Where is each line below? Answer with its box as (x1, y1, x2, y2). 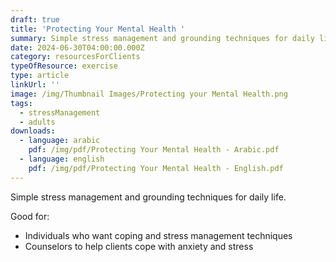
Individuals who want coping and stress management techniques (24, 229, 293, 241)
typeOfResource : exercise (10, 61, 118, 71)
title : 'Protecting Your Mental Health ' (10, 24, 186, 34)
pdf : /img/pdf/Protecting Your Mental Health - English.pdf (28, 163, 284, 173)
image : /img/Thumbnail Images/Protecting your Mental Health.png (10, 89, 288, 99)
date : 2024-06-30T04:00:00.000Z (10, 42, 145, 53)
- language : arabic (19, 136, 101, 146)
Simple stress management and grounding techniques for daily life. (10, 191, 287, 203)
